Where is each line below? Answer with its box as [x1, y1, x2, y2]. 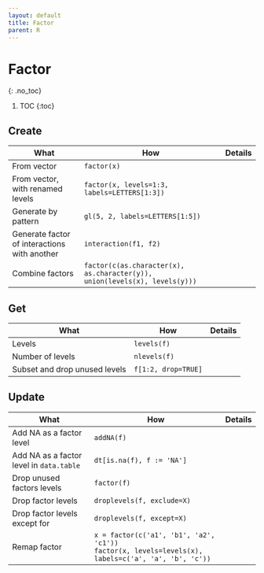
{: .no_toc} [8, 86, 42, 95]
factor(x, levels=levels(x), [93, 546, 203, 555]
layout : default [8, 11, 61, 20]
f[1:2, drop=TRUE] [134, 364, 203, 374]
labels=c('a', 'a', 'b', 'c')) [93, 554, 211, 563]
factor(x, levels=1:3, [83, 180, 169, 190]
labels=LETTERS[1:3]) [83, 188, 165, 198]
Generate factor [12, 229, 71, 240]
